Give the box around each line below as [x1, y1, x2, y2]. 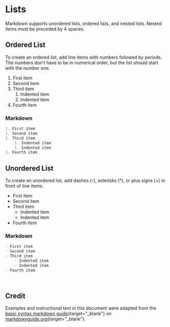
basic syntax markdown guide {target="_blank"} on [5, 311, 112, 317]
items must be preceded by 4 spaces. [5, 25, 85, 32]
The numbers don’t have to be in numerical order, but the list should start [5, 60, 159, 66]
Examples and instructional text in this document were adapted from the [5, 305, 156, 311]
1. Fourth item [5, 150, 38, 155]
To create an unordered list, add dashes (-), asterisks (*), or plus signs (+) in [5, 177, 165, 184]
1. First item [5, 126, 36, 131]
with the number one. [5, 65, 50, 71]
